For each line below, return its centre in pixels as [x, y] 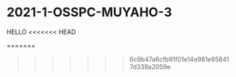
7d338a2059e [150, 66]
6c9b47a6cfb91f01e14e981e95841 [179, 59]
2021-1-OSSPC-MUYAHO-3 [89, 12]
